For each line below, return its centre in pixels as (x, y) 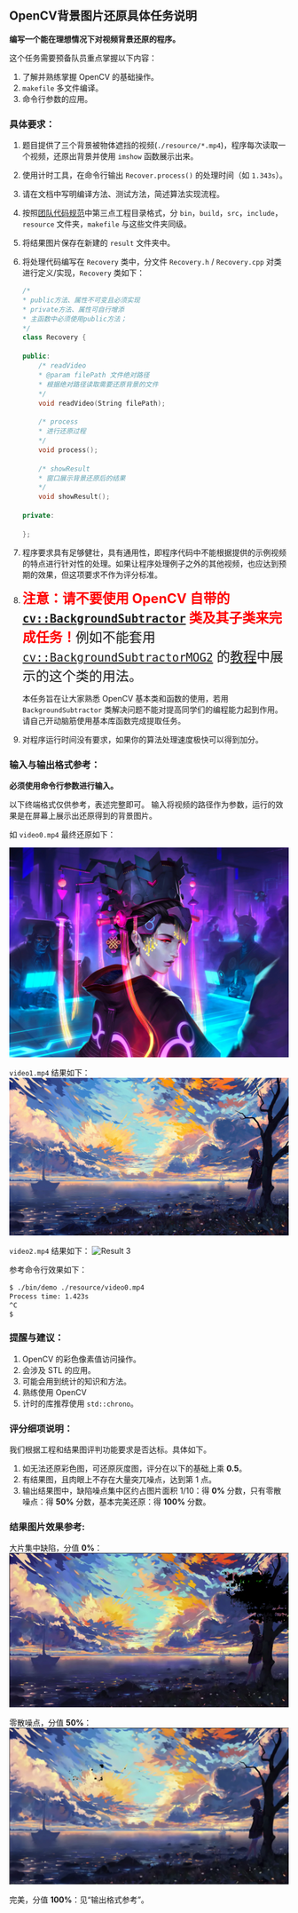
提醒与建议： (37, 1338)
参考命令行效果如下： (48, 1269)
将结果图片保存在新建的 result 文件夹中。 (98, 243)
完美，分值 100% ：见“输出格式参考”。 (79, 1900)
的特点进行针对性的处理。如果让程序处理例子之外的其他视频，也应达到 (150, 563)
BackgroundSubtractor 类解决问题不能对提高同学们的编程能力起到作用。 (152, 710)
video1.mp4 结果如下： (50, 1073)
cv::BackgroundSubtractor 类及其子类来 (145, 618)
